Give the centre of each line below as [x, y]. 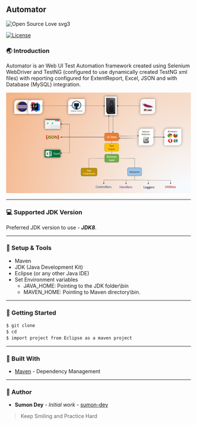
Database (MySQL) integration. [43, 85]
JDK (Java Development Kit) [49, 267]
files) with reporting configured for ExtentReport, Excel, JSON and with [92, 78]
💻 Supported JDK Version [44, 212]
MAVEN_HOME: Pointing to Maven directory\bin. [82, 292]
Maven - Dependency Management [57, 372]
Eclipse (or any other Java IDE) [52, 273]
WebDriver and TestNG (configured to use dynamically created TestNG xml [97, 72]
